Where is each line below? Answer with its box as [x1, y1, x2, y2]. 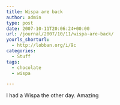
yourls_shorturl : [6, 37, 50, 43]
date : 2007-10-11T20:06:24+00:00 [6, 25, 90, 32]
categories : [6, 48, 36, 54]
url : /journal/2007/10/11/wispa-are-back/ [6, 31, 114, 37]
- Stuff [11, 53, 31, 59]
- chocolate [11, 64, 42, 71]
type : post [6, 20, 34, 26]
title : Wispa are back [6, 8, 63, 15]
